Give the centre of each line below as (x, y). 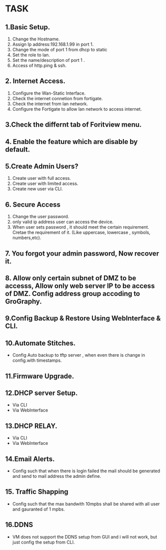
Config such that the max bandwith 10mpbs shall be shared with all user (86, 504)
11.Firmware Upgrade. (40, 376)
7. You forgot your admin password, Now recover (82, 253)
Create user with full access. (41, 178)
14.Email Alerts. (30, 459)
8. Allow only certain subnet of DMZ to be (71, 278)
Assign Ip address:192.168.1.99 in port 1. (53, 44)
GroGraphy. (24, 301)
